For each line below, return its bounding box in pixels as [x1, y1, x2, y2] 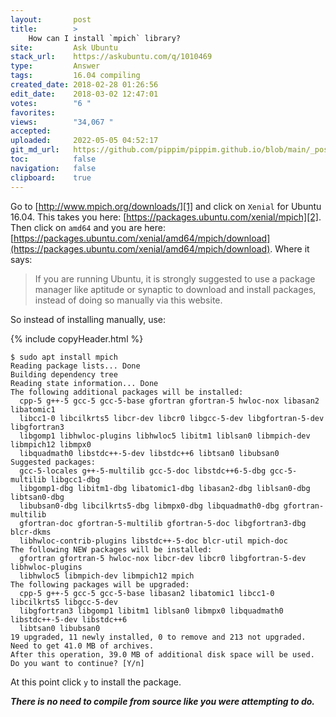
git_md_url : [10, 145, 60, 155]
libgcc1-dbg [50, 474, 101, 485]
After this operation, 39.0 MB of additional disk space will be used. [10, 649, 315, 660]
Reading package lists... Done [10, 361, 141, 371]
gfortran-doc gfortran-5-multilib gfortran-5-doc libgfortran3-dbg [19, 518, 307, 528]
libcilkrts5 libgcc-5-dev [10, 597, 118, 607]
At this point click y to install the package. [10, 676, 182, 688]
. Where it [269, 242, 310, 255]
